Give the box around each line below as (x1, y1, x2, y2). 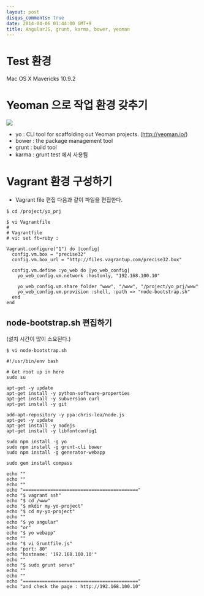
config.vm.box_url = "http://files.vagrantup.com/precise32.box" (12, 257, 183, 263)
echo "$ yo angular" (6, 519, 59, 525)
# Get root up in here (6, 369, 64, 375)
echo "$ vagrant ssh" (6, 492, 62, 499)
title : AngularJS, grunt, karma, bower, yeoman (6, 26, 130, 32)
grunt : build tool (15, 143, 57, 151)
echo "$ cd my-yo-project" (6, 508, 75, 514)
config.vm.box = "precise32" (12, 251, 86, 258)
